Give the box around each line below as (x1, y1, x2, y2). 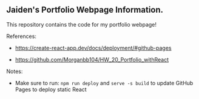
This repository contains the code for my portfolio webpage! (6, 21, 157, 28)
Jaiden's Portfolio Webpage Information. (6, 5, 164, 15)
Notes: (6, 68, 23, 75)
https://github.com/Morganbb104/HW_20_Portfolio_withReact (15, 56, 169, 63)
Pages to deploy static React (15, 86, 87, 93)
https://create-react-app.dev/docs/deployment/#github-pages (15, 44, 172, 51)
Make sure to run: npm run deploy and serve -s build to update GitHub (15, 79, 194, 86)
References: (6, 33, 36, 40)
